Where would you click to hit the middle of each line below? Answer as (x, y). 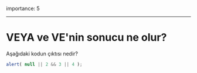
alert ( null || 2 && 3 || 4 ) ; (44, 64)
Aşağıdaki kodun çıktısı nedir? (42, 53)
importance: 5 (23, 8)
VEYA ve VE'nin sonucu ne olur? (86, 38)
